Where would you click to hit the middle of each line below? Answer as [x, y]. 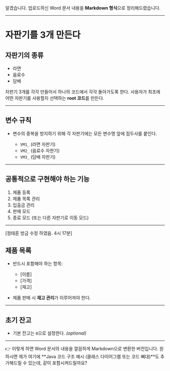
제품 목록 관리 [26, 198]
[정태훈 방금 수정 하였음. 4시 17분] [39, 233]
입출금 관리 [24, 205]
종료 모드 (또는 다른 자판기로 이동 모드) [51, 218]
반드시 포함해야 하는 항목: [38, 264]
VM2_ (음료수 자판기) [40, 150]
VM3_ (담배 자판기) [38, 157]
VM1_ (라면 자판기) [38, 144]
